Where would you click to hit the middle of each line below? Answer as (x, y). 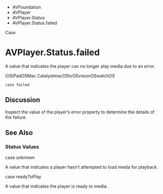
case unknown (20, 157)
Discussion (23, 100)
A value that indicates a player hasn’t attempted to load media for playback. (82, 167)
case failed (17, 85)
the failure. (16, 117)
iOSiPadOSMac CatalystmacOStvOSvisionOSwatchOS (60, 76)
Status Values (22, 147)
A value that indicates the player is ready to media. (56, 186)
